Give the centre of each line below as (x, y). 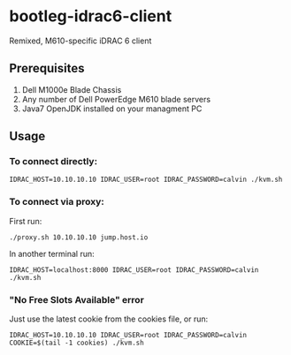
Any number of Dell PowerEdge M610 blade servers (116, 99)
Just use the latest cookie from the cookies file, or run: (109, 319)
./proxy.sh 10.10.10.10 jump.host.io (79, 237)
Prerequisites (47, 68)
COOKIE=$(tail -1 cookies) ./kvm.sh (77, 343)
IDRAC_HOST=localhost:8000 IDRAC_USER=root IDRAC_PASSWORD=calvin (134, 270)
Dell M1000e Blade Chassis (72, 89)
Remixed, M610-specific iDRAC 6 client (80, 41)
